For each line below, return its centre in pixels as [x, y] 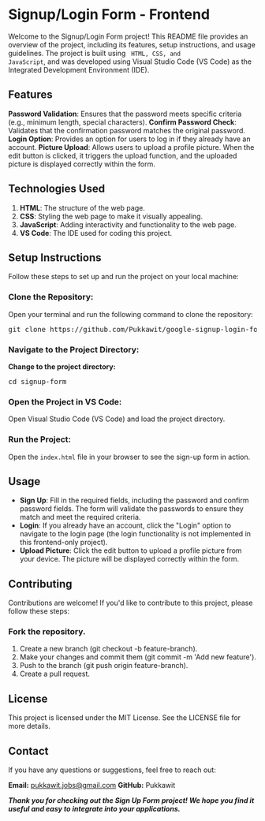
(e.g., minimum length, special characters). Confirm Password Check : [122, 122]
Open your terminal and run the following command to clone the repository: [131, 314]
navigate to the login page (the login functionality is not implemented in [135, 534]
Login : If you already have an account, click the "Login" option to [125, 525]
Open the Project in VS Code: [65, 401]
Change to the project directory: [62, 366]
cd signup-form [37, 381]
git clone [27, 329]
